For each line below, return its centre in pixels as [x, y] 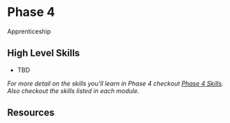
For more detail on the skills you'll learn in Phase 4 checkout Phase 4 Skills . [115, 83]
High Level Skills [43, 53]
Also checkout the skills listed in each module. [73, 90]
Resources [31, 113]
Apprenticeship [29, 31]
